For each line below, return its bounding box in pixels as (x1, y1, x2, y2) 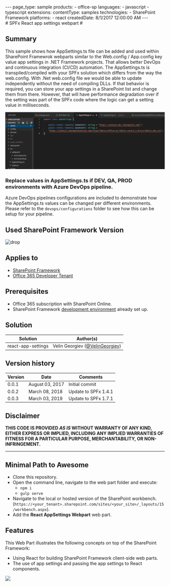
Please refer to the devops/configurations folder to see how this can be (5, 206, 154, 212)
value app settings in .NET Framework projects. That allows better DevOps (5, 59, 161, 65)
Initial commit (68, 381, 97, 387)
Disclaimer (5, 411, 40, 420)
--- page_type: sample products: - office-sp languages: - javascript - (5, 4, 149, 10)
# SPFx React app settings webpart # (5, 20, 83, 26)
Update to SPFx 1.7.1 (68, 395, 113, 401)
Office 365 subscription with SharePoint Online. (12, 300, 112, 307)
